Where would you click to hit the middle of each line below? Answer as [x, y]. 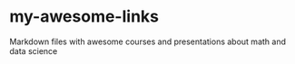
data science [34, 50]
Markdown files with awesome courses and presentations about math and [147, 41]
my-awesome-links [84, 17]
